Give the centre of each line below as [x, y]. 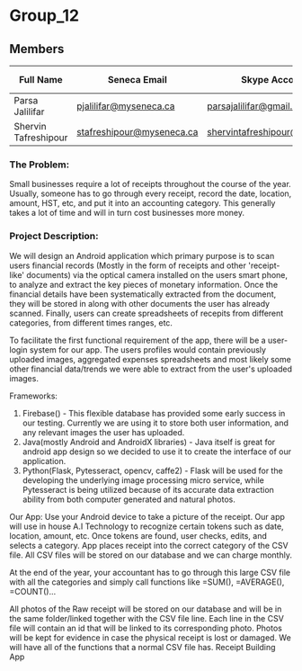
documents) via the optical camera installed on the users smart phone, [157, 274]
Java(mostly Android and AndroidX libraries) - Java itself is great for [149, 442]
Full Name [41, 80]
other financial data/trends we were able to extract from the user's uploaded [151, 369]
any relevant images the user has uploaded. [103, 432]
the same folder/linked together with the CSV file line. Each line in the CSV [147, 618]
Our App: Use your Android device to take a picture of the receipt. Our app [147, 516]
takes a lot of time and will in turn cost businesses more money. [127, 213]
